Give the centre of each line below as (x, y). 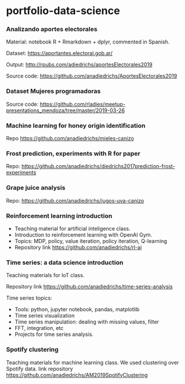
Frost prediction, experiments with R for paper (73, 154)
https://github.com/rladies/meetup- (83, 104)
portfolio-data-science (63, 11)
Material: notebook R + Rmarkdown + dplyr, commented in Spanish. (88, 42)
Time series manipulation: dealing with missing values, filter (87, 322)
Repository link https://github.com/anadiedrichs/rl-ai (78, 247)
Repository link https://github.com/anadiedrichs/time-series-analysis (90, 287)
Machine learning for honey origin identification (76, 126)
